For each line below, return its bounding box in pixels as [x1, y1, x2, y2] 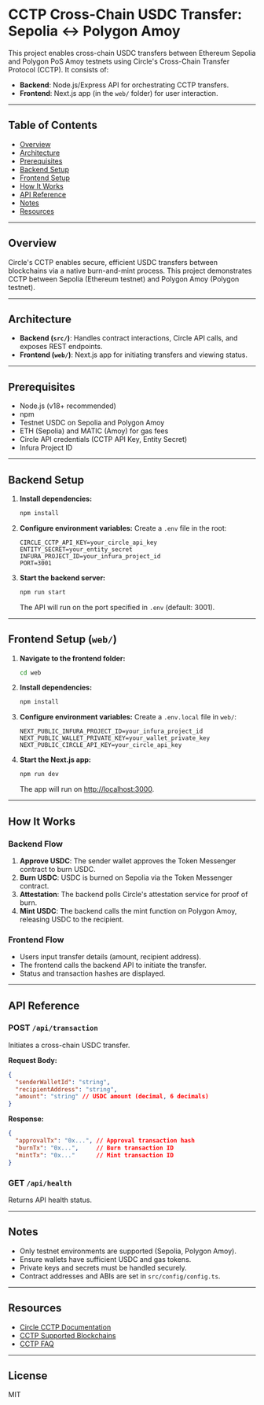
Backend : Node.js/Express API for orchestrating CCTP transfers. [19, 80, 229, 90]
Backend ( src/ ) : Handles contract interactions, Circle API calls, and [19, 333, 238, 343]
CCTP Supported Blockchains [19, 1330, 116, 1340]
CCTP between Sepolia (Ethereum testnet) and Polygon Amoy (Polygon [8, 274, 240, 284]
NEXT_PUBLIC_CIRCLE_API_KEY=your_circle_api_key [19, 741, 182, 749]
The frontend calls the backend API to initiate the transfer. [19, 961, 207, 970]
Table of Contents [8, 119, 98, 132]
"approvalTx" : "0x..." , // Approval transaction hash [15, 1137, 195, 1145]
